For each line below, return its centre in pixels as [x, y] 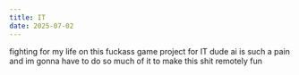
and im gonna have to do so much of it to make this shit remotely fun [136, 61]
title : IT [28, 17]
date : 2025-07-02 [42, 26]
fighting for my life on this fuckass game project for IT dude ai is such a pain [150, 51]
